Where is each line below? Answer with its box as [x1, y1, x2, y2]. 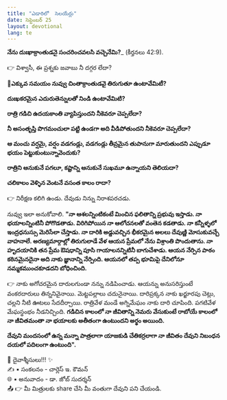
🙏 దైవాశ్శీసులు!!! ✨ [7, 355, 53, 364]
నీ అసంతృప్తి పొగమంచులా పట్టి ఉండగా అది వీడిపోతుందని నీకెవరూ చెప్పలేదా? [7, 124, 191, 133]
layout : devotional [7, 23, 63, 30]
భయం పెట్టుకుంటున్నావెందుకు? [7, 148, 81, 157]
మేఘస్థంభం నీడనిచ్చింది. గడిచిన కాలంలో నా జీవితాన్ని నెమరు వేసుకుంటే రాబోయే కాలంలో [7, 307, 217, 316]
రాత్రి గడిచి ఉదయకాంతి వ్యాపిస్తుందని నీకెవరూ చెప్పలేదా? [7, 109, 143, 118]
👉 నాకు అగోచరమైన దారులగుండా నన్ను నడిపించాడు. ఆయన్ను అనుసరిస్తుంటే [7, 280, 193, 288]
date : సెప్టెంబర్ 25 [7, 16, 52, 23]
